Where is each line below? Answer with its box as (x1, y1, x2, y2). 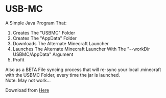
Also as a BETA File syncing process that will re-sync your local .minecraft (5, 67, 161, 73)
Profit (12, 56, 25, 62)
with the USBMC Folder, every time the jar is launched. (5, 72, 120, 78)
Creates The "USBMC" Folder (12, 29, 76, 36)
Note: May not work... (5, 77, 51, 83)
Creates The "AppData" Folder (12, 35, 77, 41)
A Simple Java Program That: (5, 20, 67, 26)
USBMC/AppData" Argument (12, 51, 74, 57)
